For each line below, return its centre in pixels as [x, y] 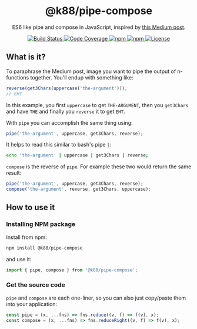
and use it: [19, 259]
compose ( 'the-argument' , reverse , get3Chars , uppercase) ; [79, 190]
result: [14, 173]
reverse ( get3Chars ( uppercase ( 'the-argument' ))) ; [67, 88]
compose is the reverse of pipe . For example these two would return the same [99, 167]
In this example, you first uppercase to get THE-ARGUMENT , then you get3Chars [97, 105]
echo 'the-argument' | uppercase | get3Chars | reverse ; [77, 155]
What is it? [26, 57]
